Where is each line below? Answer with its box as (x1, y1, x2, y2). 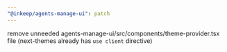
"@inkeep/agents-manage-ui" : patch (7, 10, 110, 17)
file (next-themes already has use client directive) (7, 36, 153, 45)
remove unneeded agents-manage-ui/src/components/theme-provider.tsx (7, 29, 220, 37)
